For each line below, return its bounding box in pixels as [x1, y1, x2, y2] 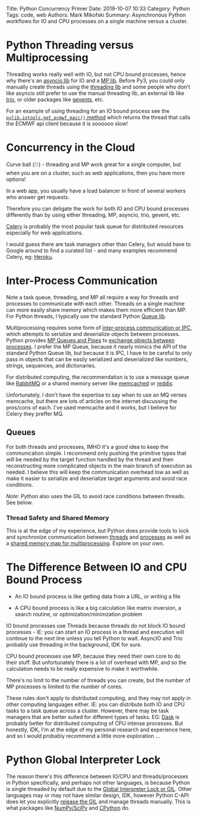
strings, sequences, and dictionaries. [6, 362, 96, 369]
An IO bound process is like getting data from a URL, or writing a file [14, 593, 181, 600]
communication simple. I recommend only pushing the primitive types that [6, 449, 187, 457]
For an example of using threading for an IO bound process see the [6, 107, 170, 115]
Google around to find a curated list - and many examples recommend [6, 246, 177, 254]
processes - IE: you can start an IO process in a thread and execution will [6, 628, 184, 635]
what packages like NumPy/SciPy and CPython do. [6, 804, 130, 811]
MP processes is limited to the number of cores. [6, 683, 123, 690]
